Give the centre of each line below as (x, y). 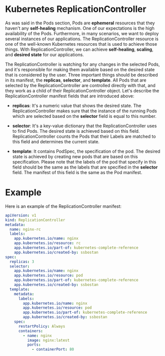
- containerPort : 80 (53, 350)
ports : (34, 345)
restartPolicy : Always (42, 326)
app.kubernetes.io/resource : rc (47, 243)
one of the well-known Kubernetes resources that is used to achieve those (81, 44)
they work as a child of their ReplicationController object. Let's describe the (82, 90)
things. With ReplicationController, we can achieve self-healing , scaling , (79, 49)
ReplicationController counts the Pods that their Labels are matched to (84, 136)
